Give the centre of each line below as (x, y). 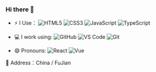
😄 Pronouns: (30, 51)
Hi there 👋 (20, 9)
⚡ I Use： (25, 23)
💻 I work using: (33, 37)
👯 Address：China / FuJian (38, 63)
